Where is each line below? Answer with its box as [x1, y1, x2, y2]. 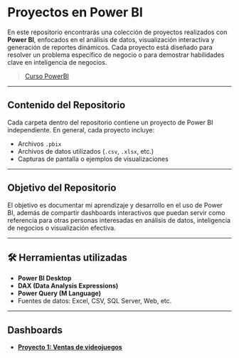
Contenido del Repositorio [7, 99, 126, 111]
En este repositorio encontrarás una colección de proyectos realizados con [7, 28, 228, 36]
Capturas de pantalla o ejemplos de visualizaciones [17, 154, 169, 163]
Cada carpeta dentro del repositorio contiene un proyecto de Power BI [7, 118, 213, 127]
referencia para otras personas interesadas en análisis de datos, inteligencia [7, 216, 231, 224]
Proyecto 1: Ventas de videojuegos [17, 343, 122, 352]
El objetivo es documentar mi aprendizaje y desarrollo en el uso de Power [7, 201, 223, 209]
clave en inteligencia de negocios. [7, 58, 107, 66]
